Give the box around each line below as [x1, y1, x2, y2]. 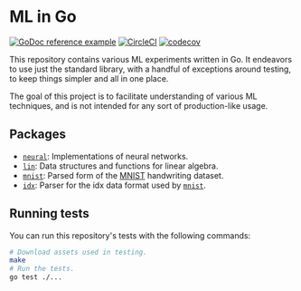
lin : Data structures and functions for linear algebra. [22, 160, 219, 171]
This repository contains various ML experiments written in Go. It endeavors [9, 53, 292, 64]
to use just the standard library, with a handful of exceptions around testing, [9, 63, 292, 74]
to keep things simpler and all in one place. [9, 73, 169, 83]
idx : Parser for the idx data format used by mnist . [22, 179, 206, 190]
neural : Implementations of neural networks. [22, 150, 189, 161]
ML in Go [9, 6, 77, 27]
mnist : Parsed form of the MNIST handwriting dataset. [22, 170, 224, 180]
